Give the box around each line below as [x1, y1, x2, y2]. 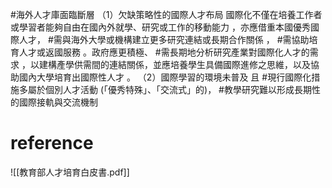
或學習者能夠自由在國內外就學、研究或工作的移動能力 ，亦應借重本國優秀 [10, 21, 311, 33]
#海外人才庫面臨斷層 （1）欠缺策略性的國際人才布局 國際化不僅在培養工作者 [10, 9, 323, 20]
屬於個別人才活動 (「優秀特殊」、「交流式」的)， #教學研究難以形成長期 [27, 84, 312, 95]
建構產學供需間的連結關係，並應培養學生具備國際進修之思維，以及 [38, 59, 311, 70]
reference [10, 132, 94, 155]
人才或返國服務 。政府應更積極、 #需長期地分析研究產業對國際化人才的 [18, 46, 310, 58]
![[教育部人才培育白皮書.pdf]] [10, 166, 130, 178]
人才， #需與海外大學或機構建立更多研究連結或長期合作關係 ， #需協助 [18, 34, 310, 45]
